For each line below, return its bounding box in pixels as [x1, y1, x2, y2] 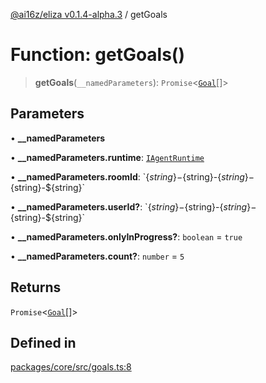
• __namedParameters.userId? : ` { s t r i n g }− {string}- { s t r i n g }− [10, 200, 257, 213]
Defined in [10, 334, 77, 351]
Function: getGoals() [10, 44, 185, 66]
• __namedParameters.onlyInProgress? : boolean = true [10, 230, 243, 243]
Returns [10, 279, 62, 296]
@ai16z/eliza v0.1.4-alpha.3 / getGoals [10, 9, 168, 20]
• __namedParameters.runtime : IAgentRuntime [10, 151, 205, 163]
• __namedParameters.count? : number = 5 [10, 250, 185, 262]
